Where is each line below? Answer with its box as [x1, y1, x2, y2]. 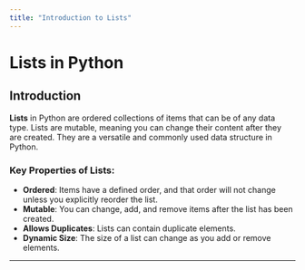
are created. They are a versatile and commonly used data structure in [9, 131, 272, 142]
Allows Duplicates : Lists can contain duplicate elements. [22, 223, 236, 234]
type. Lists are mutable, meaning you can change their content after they [9, 121, 282, 132]
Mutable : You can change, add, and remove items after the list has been [22, 203, 293, 214]
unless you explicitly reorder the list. [22, 194, 159, 205]
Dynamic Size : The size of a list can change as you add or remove [22, 232, 271, 243]
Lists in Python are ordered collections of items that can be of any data [9, 112, 276, 123]
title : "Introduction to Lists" [9, 13, 132, 23]
